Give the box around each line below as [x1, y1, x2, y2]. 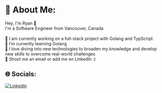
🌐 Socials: [5, 70, 37, 79]
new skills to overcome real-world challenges [5, 51, 96, 57]
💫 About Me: [5, 4, 56, 15]
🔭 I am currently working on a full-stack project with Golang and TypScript [5, 36, 153, 41]
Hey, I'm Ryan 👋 [5, 20, 37, 26]
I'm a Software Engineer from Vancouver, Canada [5, 25, 104, 31]
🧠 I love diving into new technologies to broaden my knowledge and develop [5, 46, 157, 52]
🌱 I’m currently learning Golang [5, 40, 67, 46]
